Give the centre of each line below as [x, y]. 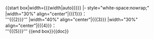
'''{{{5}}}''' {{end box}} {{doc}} [37, 31]
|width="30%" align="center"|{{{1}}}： [46, 14]
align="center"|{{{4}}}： [31, 26]
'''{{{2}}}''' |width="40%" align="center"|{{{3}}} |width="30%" [72, 19]
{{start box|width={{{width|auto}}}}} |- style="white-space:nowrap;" [77, 8]
